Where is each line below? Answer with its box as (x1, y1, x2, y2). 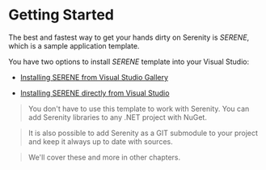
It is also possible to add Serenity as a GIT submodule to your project (27, 128, 259, 138)
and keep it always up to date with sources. (27, 136, 173, 147)
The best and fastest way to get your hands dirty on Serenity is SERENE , (8, 32, 250, 42)
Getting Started (8, 6, 115, 24)
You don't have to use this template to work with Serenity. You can (27, 104, 250, 113)
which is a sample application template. (8, 40, 140, 50)
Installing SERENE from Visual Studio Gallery (19, 72, 168, 82)
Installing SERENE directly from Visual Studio (19, 87, 170, 98)
